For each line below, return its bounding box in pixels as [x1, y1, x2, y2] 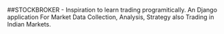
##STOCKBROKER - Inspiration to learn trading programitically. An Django [7, 6, 218, 14]
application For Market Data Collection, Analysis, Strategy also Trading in [7, 13, 215, 21]
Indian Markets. [7, 20, 52, 28]
